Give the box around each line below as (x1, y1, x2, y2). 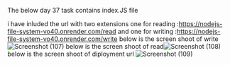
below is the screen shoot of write (119, 35, 219, 43)
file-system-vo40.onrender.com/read (7, 28, 116, 35)
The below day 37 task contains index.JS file (7, 6, 138, 14)
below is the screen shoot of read (65, 42, 165, 50)
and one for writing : (117, 28, 177, 35)
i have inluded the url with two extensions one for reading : (7, 20, 180, 28)
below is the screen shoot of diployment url (7, 49, 135, 58)
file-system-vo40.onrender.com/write (7, 35, 118, 43)
